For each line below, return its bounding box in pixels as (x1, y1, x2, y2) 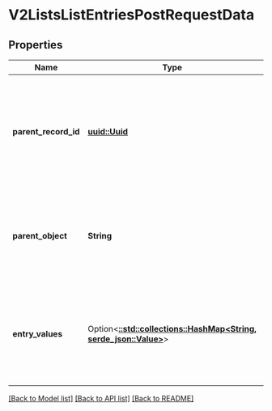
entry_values (12, 328, 63, 339)
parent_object (12, 231, 67, 241)
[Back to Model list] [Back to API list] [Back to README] (8, 394, 194, 403)
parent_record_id (12, 126, 80, 137)
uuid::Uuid (87, 126, 128, 137)
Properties (8, 38, 63, 52)
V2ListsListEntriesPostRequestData (8, 6, 255, 24)
